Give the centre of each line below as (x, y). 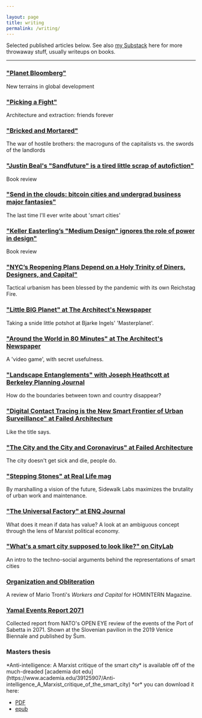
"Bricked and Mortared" (42, 130)
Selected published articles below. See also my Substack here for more (94, 45)
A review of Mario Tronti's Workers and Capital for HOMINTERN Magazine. (99, 595)
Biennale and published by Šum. (46, 636)
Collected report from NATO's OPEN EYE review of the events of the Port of (100, 623)
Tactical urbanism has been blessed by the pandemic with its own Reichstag (101, 288)
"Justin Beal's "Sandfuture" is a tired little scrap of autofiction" (100, 166)
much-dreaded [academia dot (43, 671)
